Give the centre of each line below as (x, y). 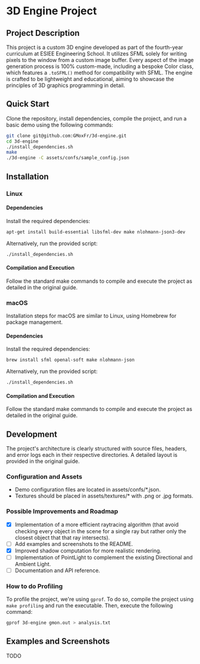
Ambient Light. (33, 564)
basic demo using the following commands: (60, 125)
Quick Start (28, 104)
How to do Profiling (35, 586)
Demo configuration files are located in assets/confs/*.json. (88, 490)
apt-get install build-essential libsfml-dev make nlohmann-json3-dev (96, 232)
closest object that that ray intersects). (62, 538)
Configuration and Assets (44, 477)
